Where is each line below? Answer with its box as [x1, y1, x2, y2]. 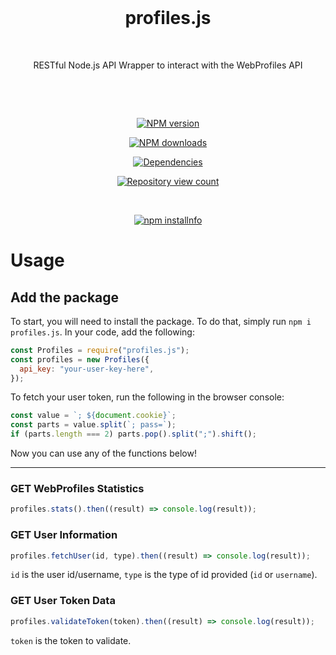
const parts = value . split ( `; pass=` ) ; [10, 420, 177, 430]
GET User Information [10, 528, 118, 542]
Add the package [10, 289, 120, 306]
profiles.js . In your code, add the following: [10, 326, 195, 338]
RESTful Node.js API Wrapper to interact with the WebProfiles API [33, 59, 303, 71]
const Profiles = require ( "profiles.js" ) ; [10, 345, 190, 355]
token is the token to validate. [10, 634, 132, 646]
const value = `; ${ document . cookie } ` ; [10, 411, 177, 421]
